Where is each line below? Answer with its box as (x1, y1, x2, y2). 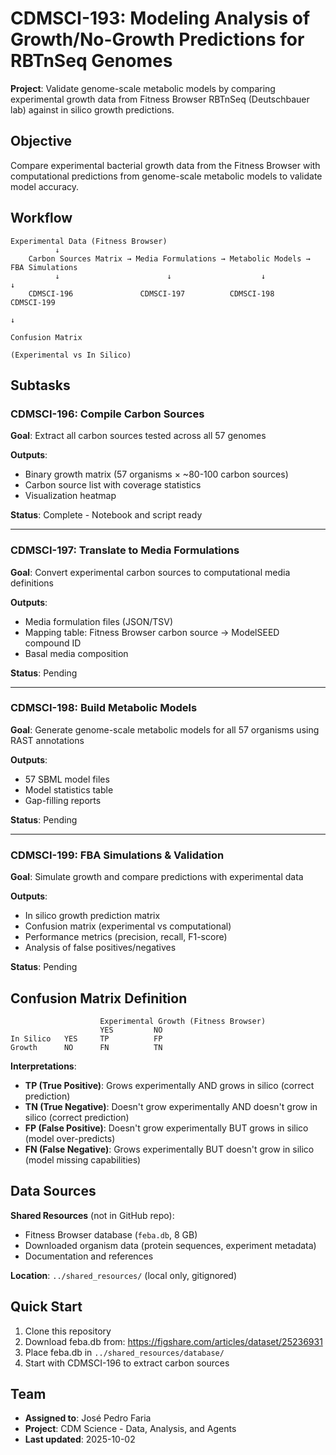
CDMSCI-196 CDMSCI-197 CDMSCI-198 (28, 288, 275, 299)
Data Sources (10, 1183, 97, 1200)
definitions (10, 577, 54, 589)
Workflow (10, 210, 73, 227)
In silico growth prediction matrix (24, 910, 161, 922)
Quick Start (10, 1298, 83, 1316)
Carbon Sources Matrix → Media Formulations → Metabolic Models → (28, 253, 311, 264)
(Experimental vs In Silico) (10, 350, 132, 360)
